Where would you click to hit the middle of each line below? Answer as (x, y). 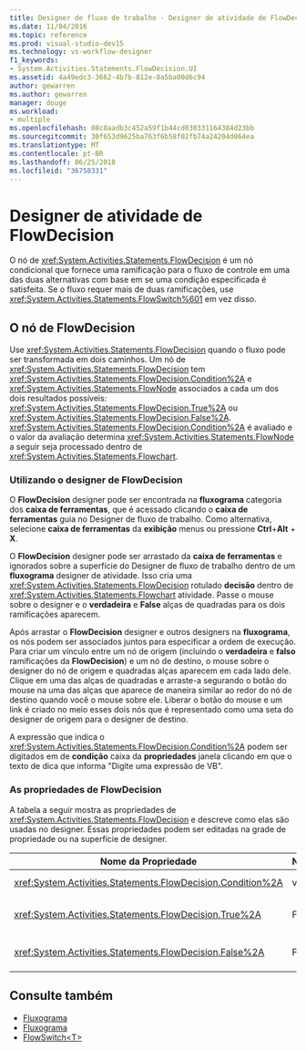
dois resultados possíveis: (58, 399)
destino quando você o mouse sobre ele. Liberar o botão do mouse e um (146, 700)
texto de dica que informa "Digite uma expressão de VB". (116, 766)
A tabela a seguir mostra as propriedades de (93, 809)
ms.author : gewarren (49, 94)
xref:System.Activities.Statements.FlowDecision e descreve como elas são (149, 819)
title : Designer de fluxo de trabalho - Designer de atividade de (138, 18)
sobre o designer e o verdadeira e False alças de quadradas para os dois (148, 605)
